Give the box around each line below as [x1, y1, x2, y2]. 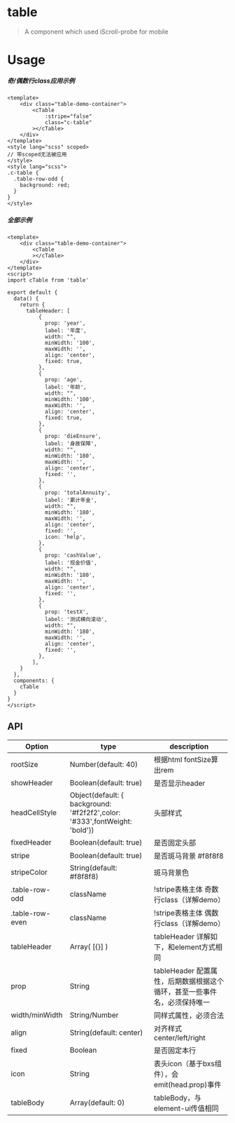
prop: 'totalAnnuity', [44, 489, 111, 496]
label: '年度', [44, 327, 87, 334]
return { [20, 301, 45, 308]
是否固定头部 [153, 838, 197, 848]
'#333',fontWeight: [69, 816, 132, 826]
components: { [13, 677, 55, 684]
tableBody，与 [153, 1093, 201, 1103]
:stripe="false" [44, 113, 92, 120]
